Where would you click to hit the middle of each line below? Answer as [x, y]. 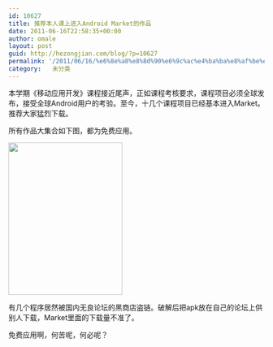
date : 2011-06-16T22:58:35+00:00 [65, 31]
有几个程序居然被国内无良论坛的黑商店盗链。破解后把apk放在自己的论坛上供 [136, 307]
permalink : [27, 62]
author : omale [32, 39]
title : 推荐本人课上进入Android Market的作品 [80, 24]
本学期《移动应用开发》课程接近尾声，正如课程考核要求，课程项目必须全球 [133, 93]
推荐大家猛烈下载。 [41, 113]
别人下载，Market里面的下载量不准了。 [74, 317]
